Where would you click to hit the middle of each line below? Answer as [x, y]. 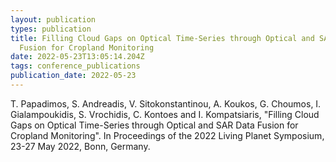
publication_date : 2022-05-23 [73, 76]
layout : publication [53, 19]
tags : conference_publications [75, 66]
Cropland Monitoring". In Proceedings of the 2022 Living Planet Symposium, [167, 135]
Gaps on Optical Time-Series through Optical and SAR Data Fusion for [154, 125]
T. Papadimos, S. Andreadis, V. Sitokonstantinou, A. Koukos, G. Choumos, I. [166, 103]
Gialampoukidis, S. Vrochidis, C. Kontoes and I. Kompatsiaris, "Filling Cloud [165, 114]
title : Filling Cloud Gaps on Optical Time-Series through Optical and [162, 38]
